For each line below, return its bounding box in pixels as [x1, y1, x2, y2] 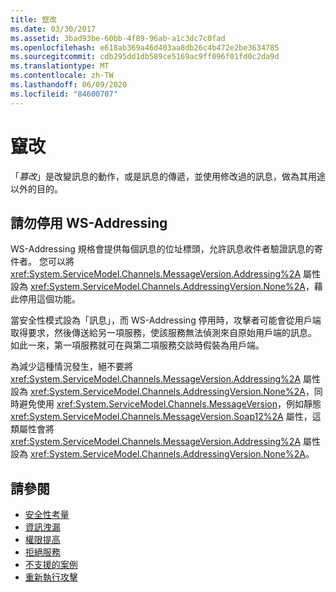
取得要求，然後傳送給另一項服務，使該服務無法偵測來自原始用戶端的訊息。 [10, 327, 317, 339]
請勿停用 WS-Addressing [10, 214, 168, 231]
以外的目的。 [10, 182, 63, 195]
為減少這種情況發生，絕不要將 [10, 361, 133, 373]
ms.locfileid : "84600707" [10, 89, 118, 99]
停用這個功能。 [18, 293, 81, 305]
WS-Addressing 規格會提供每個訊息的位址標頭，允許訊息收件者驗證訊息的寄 [10, 243, 323, 255]
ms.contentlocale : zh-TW [10, 71, 114, 81]
